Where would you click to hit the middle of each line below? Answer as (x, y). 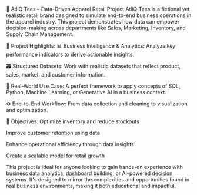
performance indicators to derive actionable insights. (70, 54)
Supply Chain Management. (40, 34)
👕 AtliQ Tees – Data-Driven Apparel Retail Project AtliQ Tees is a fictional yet (98, 9)
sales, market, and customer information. (56, 75)
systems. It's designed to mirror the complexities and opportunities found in (98, 179)
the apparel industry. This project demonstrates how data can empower (93, 22)
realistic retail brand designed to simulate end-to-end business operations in (99, 15)
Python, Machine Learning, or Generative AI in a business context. (86, 92)
